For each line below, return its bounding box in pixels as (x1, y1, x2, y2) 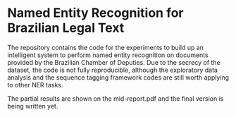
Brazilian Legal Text (7, 20, 125, 36)
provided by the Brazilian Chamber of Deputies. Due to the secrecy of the (7, 58, 221, 66)
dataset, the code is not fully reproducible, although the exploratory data (7, 66, 218, 74)
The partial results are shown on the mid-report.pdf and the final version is (7, 94, 224, 103)
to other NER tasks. (7, 80, 63, 89)
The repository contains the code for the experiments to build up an (7, 43, 204, 51)
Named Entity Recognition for (7, 5, 185, 21)
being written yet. (7, 101, 58, 110)
